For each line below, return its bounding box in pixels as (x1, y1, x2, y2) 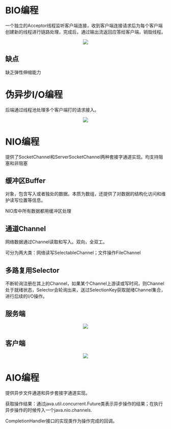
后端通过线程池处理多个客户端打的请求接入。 (5, 106, 99, 112)
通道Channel (5, 224, 46, 233)
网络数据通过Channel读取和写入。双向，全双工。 (5, 239, 108, 245)
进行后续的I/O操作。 (5, 293, 47, 299)
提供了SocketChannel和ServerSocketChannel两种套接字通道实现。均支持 (5, 154, 159, 160)
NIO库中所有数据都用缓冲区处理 (5, 208, 72, 214)
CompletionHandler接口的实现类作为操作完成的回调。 (5, 418, 118, 424)
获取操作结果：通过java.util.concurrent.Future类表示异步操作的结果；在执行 (5, 401, 163, 407)
